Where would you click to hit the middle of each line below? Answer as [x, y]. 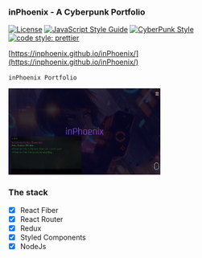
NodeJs [33, 247]
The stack [28, 193]
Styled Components [53, 238]
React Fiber [39, 210]
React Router [41, 219]
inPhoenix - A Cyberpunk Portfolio [77, 12]
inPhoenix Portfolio [43, 78]
